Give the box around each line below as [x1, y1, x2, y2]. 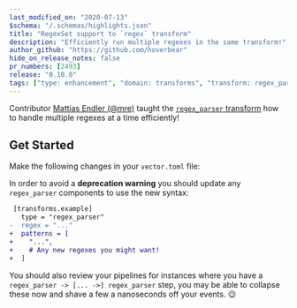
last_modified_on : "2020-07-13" [9, 12, 128, 22]
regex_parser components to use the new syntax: [9, 187, 189, 199]
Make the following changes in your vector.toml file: [9, 161, 201, 172]
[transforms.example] [12, 205, 93, 214]
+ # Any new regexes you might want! [9, 245, 161, 254]
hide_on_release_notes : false [9, 54, 121, 63]
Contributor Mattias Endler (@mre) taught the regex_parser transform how [9, 102, 279, 113]
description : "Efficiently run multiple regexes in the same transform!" [9, 37, 287, 47]
